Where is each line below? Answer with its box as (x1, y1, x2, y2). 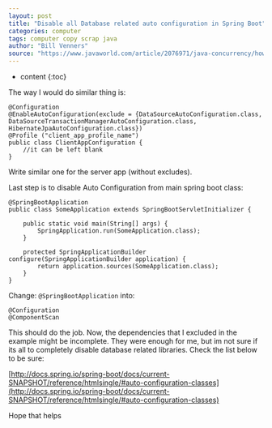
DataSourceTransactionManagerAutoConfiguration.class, (8, 118, 198, 126)
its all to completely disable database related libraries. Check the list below (8, 345, 257, 354)
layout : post (8, 11, 53, 20)
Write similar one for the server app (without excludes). (8, 167, 193, 177)
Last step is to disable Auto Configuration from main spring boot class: (8, 183, 244, 192)
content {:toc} (19, 72, 67, 81)
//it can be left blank (23, 146, 104, 154)
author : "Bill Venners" (8, 42, 89, 50)
